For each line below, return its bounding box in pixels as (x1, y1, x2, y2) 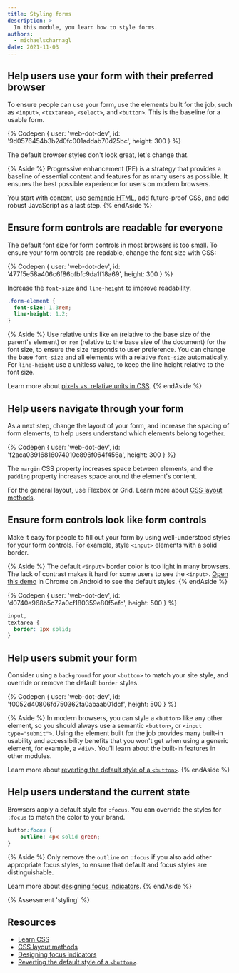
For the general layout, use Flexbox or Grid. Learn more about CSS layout (7, 485, 223, 494)
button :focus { (7, 826, 53, 834)
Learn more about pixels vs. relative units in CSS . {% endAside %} (7, 382, 202, 390)
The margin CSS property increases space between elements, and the (7, 464, 213, 473)
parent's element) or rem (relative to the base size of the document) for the (7, 338, 227, 346)
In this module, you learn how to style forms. (14, 24, 158, 31)
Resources (7, 916, 56, 928)
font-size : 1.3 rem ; (14, 304, 72, 311)
